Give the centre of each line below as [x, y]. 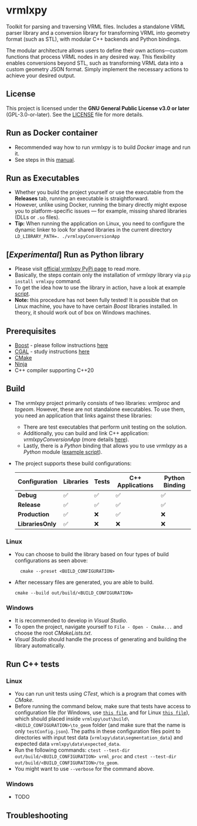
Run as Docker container [52, 133]
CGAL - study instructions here [52, 351]
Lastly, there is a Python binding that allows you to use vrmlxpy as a [105, 446]
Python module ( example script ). [63, 452]
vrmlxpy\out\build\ [106, 719]
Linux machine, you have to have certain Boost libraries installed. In [96, 306]
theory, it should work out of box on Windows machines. [83, 313]
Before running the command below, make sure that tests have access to [103, 706]
